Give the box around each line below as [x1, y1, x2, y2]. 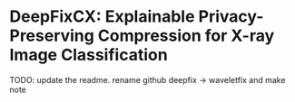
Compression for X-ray [97, 25, 275, 46]
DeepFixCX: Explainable [9, 6, 195, 27]
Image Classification [9, 45, 168, 65]
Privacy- [198, 6, 264, 27]
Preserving [9, 25, 95, 46]
